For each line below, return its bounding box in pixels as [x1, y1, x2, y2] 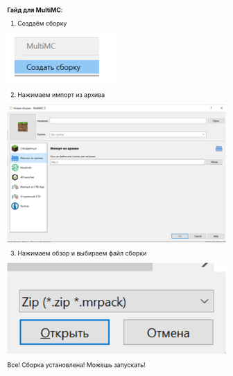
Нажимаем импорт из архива [17, 91, 105, 99]
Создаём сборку [17, 19, 67, 27]
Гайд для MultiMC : [7, 6, 63, 14]
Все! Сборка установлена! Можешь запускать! [7, 361, 146, 369]
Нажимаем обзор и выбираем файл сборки [17, 249, 147, 257]
